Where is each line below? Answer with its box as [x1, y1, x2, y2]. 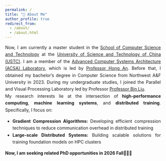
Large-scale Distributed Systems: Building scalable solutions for [12, 132, 161, 138]
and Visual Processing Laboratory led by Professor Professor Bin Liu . [5, 86, 146, 92]
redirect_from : [5, 21, 37, 26]
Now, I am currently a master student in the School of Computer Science [5, 45, 162, 50]
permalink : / [5, 7, 32, 12]
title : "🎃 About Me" [5, 12, 48, 17]
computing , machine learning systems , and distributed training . [5, 100, 161, 106]
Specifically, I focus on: [5, 107, 53, 113]
